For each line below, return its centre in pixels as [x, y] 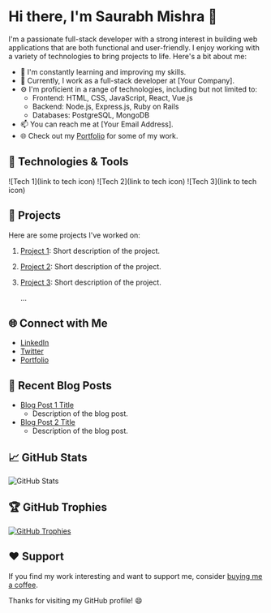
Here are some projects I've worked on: [74, 235]
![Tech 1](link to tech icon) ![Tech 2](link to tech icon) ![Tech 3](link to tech [133, 181]
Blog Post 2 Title [47, 422]
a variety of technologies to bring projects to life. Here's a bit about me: [128, 56]
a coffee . [23, 585]
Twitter [32, 351]
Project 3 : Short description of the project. [91, 282]
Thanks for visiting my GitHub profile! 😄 [75, 600]
